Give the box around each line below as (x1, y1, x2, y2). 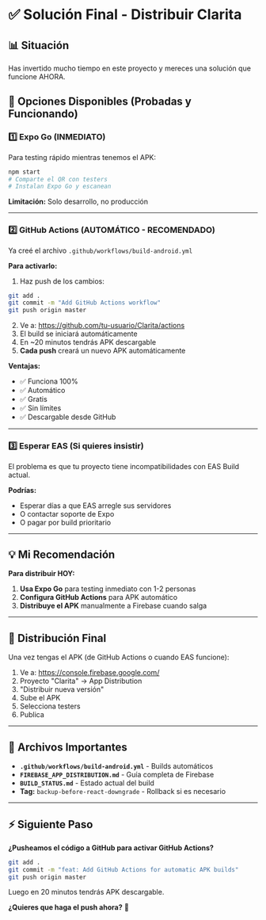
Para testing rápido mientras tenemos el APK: (8, 152, 157, 162)
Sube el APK (19, 693, 61, 703)
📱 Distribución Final (8, 632, 107, 645)
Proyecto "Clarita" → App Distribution (19, 676, 142, 686)
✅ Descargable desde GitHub (19, 412, 116, 422)
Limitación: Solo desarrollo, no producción (8, 197, 149, 207)
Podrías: (8, 485, 37, 494)
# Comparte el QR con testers (8, 175, 108, 183)
